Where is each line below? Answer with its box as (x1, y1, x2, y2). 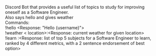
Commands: (5, 19, 30, 25)
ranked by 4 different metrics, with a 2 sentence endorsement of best (5, 40, 145, 46)
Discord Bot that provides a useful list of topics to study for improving (5, 4, 145, 10)
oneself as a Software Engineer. (5, 9, 69, 15)
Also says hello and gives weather (5, 15, 74, 20)
